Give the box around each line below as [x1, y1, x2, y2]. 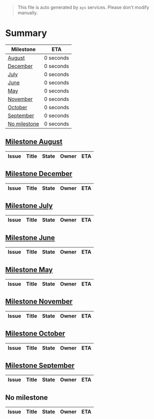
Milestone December [5, 169, 73, 178]
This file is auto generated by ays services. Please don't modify [17, 5, 149, 10]
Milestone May [5, 265, 53, 274]
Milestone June [5, 233, 56, 242]
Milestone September [5, 361, 75, 370]
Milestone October [5, 329, 66, 338]
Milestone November [5, 297, 73, 306]
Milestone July [5, 201, 53, 210]
